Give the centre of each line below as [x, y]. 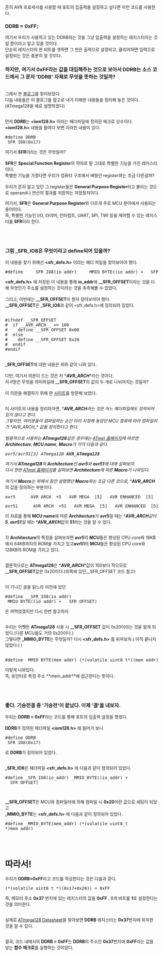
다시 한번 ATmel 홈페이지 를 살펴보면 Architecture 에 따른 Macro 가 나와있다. [77, 470]
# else [14, 335]
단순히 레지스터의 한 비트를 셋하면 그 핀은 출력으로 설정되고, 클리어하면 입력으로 [80, 50]
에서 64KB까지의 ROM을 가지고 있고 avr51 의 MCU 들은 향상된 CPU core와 [75, 543]
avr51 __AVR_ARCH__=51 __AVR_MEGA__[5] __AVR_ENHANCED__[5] [82, 506]
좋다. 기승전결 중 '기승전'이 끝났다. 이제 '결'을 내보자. [63, 705]
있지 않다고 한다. [21, 415]
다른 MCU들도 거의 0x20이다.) [45, 633]
